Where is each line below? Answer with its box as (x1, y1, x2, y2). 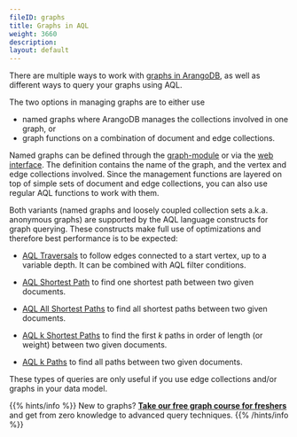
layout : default (9, 46, 69, 55)
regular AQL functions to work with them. (9, 188, 160, 199)
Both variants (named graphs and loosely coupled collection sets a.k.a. (9, 205, 269, 215)
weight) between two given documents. (21, 339, 168, 350)
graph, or (21, 123, 57, 134)
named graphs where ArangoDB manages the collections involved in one (21, 114, 289, 125)
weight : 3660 (9, 29, 58, 38)
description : (9, 37, 58, 47)
